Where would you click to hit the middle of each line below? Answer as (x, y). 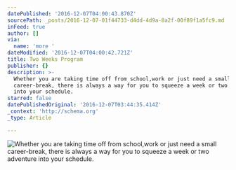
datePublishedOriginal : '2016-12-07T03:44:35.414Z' (84, 105)
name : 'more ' (34, 46)
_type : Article (29, 118)
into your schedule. (44, 92)
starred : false (29, 99)
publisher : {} (28, 66)
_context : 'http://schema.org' (53, 111)
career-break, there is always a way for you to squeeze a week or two (121, 85)
